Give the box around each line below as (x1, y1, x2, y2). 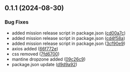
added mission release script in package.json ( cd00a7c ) (11, 30, 126, 36)
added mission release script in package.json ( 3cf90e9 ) (11, 40, 126, 46)
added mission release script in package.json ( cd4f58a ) (11, 35, 125, 41)
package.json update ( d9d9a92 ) (11, 61, 77, 67)
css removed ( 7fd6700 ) (11, 51, 60, 57)
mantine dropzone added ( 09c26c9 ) (11, 56, 86, 62)
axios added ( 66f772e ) (11, 45, 59, 51)
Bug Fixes (4, 19, 29, 26)
